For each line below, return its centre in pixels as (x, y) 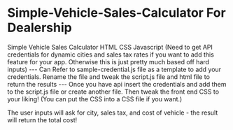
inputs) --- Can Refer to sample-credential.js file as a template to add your (114, 69)
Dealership (40, 28)
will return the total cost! (42, 120)
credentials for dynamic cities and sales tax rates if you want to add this (111, 55)
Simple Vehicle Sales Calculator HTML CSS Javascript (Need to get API (110, 47)
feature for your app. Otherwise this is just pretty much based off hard (108, 62)
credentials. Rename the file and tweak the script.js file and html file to (108, 77)
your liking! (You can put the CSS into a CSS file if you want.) (95, 99)
